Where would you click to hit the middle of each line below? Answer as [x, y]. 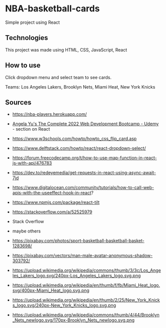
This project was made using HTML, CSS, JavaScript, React [66, 49]
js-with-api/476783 [32, 163]
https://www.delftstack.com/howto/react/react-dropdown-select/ [79, 148]
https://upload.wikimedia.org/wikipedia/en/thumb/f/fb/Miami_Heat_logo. [86, 285]
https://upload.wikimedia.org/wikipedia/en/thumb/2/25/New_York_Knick [86, 300]
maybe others [27, 231]
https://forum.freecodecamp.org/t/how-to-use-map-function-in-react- [84, 158]
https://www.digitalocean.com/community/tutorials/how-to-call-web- [83, 187]
